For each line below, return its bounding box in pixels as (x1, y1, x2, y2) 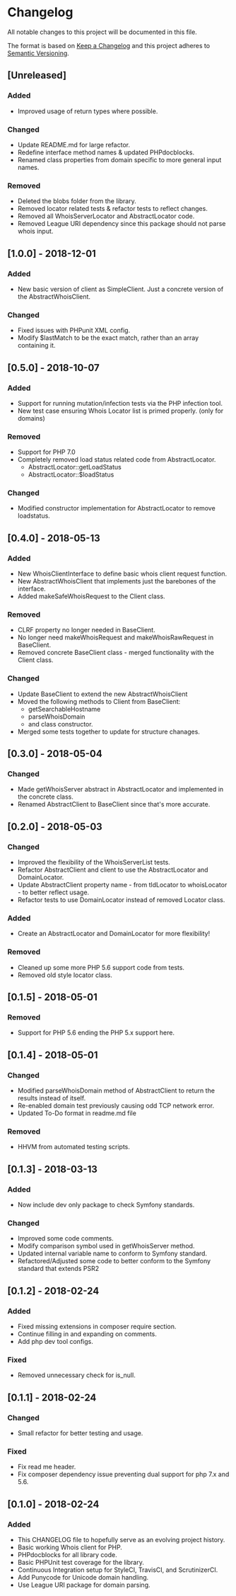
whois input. (17, 227, 54, 236)
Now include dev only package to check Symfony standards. (17, 1201, 195, 1209)
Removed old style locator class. (17, 971, 113, 979)
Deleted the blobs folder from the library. (17, 197, 136, 205)
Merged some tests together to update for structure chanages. (17, 727, 200, 736)
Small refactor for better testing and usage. (17, 1429, 143, 1437)
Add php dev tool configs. (17, 1338, 93, 1346)
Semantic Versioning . (7, 49, 69, 57)
